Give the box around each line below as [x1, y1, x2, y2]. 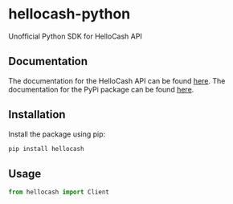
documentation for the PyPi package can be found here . [8, 84, 194, 94]
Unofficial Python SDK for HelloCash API [8, 31, 142, 41]
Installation [8, 108, 66, 121]
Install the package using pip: [8, 129, 106, 139]
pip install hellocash [8, 145, 84, 153]
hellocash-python [8, 5, 131, 23]
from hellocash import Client [8, 188, 110, 197]
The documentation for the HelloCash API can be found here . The [8, 75, 226, 85]
